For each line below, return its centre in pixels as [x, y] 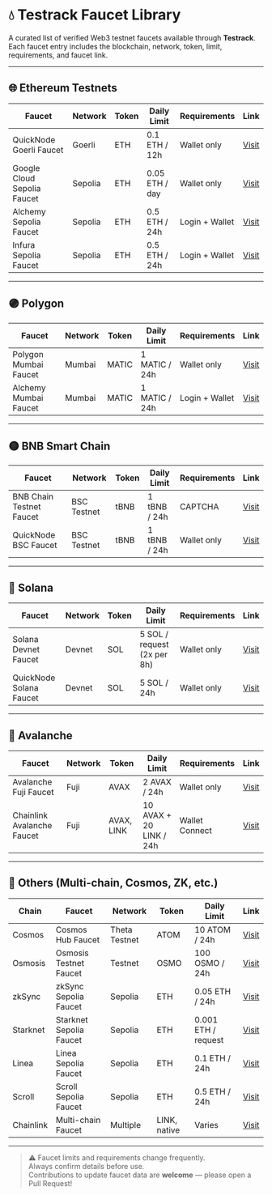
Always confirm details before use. [86, 1166]
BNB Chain [33, 497]
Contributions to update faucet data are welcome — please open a [140, 1175]
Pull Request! [50, 1183]
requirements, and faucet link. [58, 55]
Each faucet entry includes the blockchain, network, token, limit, [115, 46]
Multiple [126, 1125]
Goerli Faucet [38, 150]
